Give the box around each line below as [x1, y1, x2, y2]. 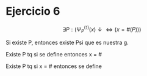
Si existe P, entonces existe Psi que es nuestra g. [5, 39, 129, 47]
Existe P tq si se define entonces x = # [5, 51, 102, 58]
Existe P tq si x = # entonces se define [5, 63, 102, 70]
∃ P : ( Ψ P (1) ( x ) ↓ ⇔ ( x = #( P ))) [62, 25, 142, 34]
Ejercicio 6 [5, 4, 60, 18]
